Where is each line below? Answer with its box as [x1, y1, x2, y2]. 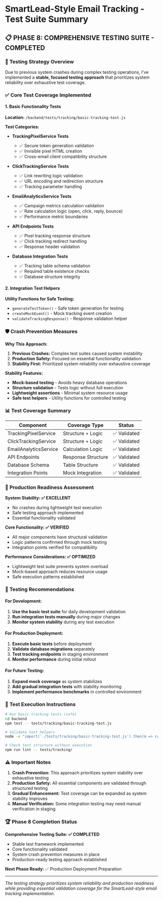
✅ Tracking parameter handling [19, 184, 82, 189]
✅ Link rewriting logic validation [19, 173, 83, 178]
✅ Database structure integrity [19, 274, 81, 280]
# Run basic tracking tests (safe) [5, 712, 77, 717]
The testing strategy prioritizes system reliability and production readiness [5, 880, 154, 886]
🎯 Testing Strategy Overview [5, 58, 74, 65]
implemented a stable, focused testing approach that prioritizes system [5, 74, 150, 80]
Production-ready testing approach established [12, 856, 107, 862]
